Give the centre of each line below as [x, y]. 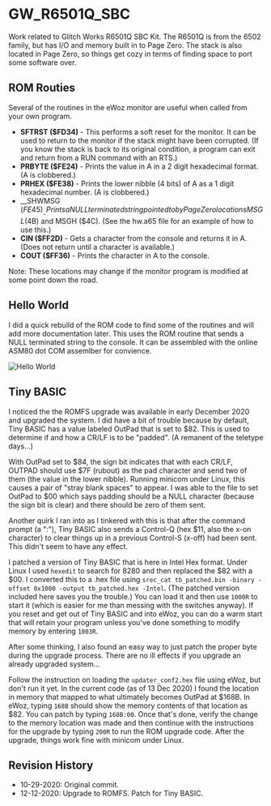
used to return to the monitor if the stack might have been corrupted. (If [139, 140]
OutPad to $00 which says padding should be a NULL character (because [131, 496]
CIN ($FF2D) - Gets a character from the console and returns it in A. [133, 238]
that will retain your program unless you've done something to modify [124, 622]
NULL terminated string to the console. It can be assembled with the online [133, 342]
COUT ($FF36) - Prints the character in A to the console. [115, 255]
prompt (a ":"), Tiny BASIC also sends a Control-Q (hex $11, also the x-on [130, 529]
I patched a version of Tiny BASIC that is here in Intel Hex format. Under [128, 562]
